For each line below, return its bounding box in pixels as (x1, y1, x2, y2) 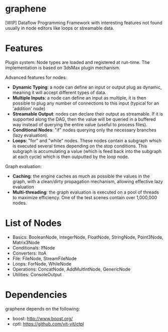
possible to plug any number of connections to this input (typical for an (12, 100, 159, 106)
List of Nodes (5, 217, 62, 229)
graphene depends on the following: (5, 305, 80, 312)
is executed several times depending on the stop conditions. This (12, 143, 147, 149)
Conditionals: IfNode (12, 244, 55, 251)
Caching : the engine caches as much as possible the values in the (12, 173, 150, 179)
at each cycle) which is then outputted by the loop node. (12, 153, 129, 159)
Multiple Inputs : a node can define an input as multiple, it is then (12, 95, 146, 101)
